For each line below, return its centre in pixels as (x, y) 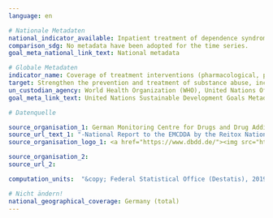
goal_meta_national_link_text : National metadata (94, 53)
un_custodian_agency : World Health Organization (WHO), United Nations (132, 90)
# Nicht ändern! (36, 194)
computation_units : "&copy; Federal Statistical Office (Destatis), (129, 179)
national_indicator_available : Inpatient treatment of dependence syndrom (138, 38)
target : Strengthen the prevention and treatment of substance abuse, (130, 83)
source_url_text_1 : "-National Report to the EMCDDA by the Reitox (125, 135)
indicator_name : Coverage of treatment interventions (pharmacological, (134, 75)
